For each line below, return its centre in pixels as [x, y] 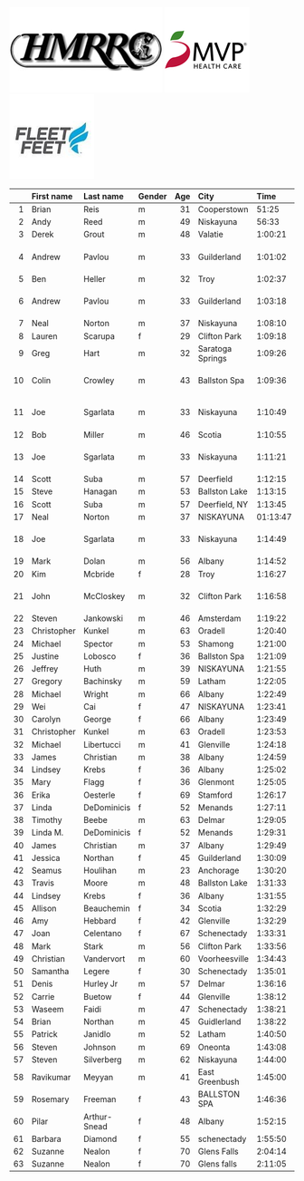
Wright [95, 694]
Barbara [46, 1138]
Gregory [47, 682]
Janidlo [97, 1034]
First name [52, 196]
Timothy [47, 820]
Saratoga [215, 348]
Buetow [97, 996]
